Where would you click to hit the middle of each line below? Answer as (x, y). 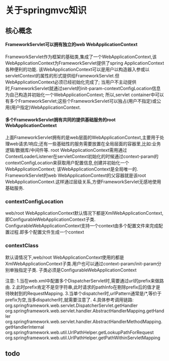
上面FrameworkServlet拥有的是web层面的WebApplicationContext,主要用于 (82, 137)
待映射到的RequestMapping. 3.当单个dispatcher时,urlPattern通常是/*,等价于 (83, 293)
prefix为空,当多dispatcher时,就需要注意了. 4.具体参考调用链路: (69, 300)
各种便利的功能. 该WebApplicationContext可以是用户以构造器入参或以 (77, 69)
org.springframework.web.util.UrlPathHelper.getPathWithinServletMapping (83, 338)
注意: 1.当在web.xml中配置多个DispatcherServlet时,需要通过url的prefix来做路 (84, 280)
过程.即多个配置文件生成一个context (47, 232)
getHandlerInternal (25, 327)
